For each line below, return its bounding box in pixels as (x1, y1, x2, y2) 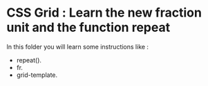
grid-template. (16, 71, 58, 79)
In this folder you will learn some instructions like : (6, 42, 149, 51)
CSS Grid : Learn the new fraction (6, 5, 202, 21)
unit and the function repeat (6, 19, 171, 35)
